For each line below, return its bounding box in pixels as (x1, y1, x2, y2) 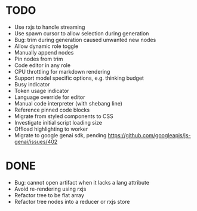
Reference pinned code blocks (14, 106, 90, 113)
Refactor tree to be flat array (14, 191, 85, 198)
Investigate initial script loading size (14, 119, 103, 126)
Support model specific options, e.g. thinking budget (14, 74, 144, 82)
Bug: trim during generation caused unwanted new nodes (14, 36, 156, 43)
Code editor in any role (14, 61, 71, 69)
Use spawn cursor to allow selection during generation (14, 29, 149, 37)
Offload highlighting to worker (14, 125, 88, 132)
